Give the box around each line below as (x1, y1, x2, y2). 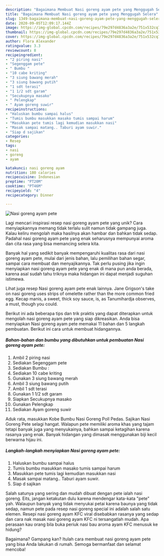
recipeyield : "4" (5, 188, 41, 193)
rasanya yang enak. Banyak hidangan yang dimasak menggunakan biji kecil (5, 431, 157, 437)
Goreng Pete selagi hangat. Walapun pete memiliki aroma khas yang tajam (5, 421, 154, 427)
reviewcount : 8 (5, 48, 36, 53)
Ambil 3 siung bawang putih (12, 380, 69, 386)
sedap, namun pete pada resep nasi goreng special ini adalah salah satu (5, 506, 150, 512)
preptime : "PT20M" (5, 179, 43, 184)
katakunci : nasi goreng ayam (5, 165, 65, 171)
